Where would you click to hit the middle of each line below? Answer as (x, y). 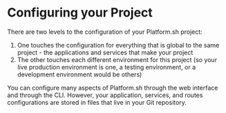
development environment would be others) (79, 74)
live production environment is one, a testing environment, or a (106, 67)
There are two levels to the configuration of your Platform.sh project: (105, 32)
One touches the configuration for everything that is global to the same (118, 45)
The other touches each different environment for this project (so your (117, 59)
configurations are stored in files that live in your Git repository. (97, 102)
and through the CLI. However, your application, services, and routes (105, 95)
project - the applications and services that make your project (105, 52)
